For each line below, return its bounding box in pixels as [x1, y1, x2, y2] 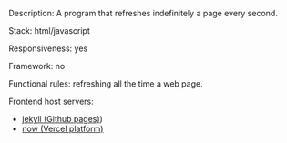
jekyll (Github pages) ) [21, 114, 104, 124]
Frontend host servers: [8, 96, 95, 107]
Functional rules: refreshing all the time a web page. [8, 78, 203, 89]
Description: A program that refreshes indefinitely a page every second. [8, 8, 279, 18]
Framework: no [8, 61, 66, 71]
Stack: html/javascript [8, 26, 90, 36]
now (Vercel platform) [21, 123, 104, 134]
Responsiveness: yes [8, 43, 88, 54]
